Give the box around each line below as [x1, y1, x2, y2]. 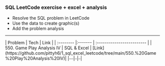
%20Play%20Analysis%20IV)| [5, 56, 67, 62]
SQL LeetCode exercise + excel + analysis [5, 4, 107, 11]
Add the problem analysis [12, 26, 64, 32]
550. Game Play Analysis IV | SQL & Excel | [5, 45, 92, 51]
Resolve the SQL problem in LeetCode [12, 15, 90, 21]
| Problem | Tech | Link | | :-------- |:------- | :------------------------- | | [5, 40, 152, 46]
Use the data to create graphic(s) [12, 20, 80, 26]
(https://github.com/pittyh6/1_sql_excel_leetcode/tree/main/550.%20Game [5, 50, 156, 56]
